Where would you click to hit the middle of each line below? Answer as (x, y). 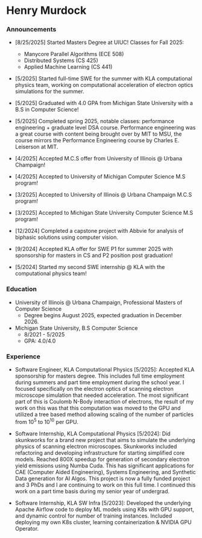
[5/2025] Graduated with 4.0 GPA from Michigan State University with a (104, 103)
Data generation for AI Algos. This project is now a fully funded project (103, 478)
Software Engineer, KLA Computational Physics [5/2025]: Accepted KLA (105, 370)
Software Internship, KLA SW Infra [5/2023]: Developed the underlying (103, 503)
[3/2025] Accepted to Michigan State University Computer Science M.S (104, 213)
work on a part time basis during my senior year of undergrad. (92, 491)
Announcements (31, 30)
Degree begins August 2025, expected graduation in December (103, 315)
